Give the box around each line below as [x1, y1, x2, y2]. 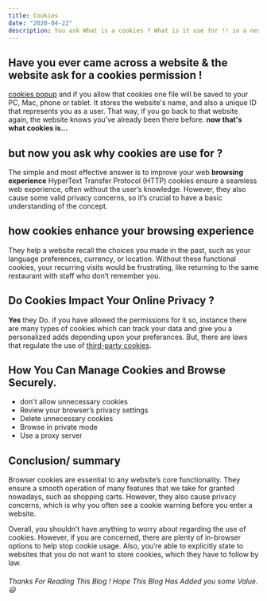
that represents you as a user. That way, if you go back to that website [8, 107, 238, 116]
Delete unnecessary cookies [19, 414, 114, 423]
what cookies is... [8, 123, 68, 133]
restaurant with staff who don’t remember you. [8, 271, 161, 280]
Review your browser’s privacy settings [19, 405, 149, 415]
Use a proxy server [19, 431, 83, 440]
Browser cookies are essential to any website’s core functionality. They [8, 475, 241, 485]
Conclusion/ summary [8, 454, 122, 467]
